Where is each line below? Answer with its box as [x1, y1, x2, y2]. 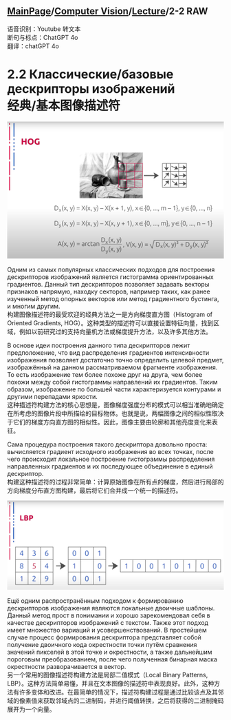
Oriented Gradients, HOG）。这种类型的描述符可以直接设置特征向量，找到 [7, 319, 214, 327]
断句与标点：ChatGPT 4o [7, 33, 78, 41]
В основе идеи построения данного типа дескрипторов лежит [7, 341, 190, 350]
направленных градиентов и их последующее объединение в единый [7, 462, 213, 471]
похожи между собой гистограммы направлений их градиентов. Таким [7, 378, 218, 387]
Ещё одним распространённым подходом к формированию [7, 596, 184, 605]
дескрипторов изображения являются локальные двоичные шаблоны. [7, 604, 215, 612]
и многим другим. [7, 302, 60, 311]
